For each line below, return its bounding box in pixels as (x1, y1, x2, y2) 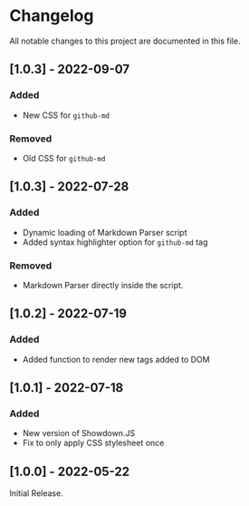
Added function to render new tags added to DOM (22, 354, 210, 365)
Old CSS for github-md (22, 152, 106, 163)
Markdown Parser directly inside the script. (22, 279, 184, 290)
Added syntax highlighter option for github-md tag (22, 237, 208, 248)
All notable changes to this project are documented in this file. (9, 35, 241, 46)
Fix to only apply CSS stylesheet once (22, 437, 165, 449)
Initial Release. (9, 488, 63, 499)
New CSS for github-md (22, 110, 110, 121)
